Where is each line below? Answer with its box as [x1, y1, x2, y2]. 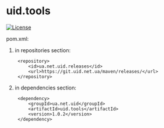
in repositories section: [14, 46, 71, 54]
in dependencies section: [14, 84, 77, 91]
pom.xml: [6, 35, 29, 42]
